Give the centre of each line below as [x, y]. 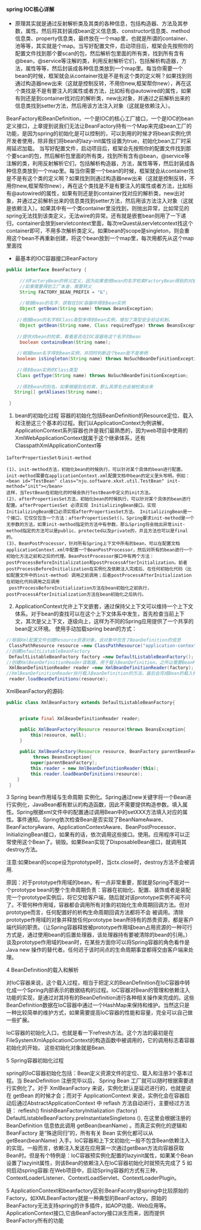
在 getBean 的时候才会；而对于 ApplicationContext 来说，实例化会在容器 [95, 1096]
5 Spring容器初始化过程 [35, 1061]
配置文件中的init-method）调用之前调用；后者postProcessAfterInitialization [101, 575]
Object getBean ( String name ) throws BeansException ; [86, 309]
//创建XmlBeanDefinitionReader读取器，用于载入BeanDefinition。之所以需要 [94, 662]
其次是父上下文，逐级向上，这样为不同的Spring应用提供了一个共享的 [110, 621]
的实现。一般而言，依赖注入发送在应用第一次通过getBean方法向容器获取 [95, 1148]
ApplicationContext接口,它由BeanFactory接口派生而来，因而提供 [86, 1213]
